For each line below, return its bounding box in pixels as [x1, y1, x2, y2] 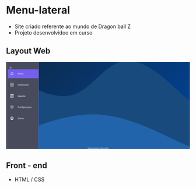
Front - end [6, 160, 48, 170]
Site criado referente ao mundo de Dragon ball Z [14, 23, 131, 30]
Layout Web [6, 46, 51, 56]
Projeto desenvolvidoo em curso [14, 29, 93, 36]
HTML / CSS [14, 176, 45, 183]
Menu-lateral [6, 4, 71, 17]
